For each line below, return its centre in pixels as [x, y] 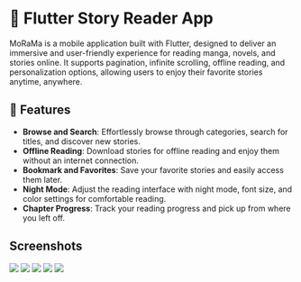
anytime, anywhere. [46, 81]
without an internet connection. [81, 160]
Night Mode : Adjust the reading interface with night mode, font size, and [157, 189]
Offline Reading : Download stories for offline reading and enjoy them [151, 150]
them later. [42, 179]
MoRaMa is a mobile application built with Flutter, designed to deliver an [143, 43]
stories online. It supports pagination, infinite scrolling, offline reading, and [147, 62]
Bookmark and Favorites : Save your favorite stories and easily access [153, 169]
